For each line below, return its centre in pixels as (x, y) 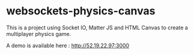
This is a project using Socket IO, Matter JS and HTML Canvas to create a (97, 27)
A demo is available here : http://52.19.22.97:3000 (68, 45)
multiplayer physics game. (39, 33)
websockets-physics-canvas (81, 11)
